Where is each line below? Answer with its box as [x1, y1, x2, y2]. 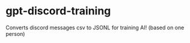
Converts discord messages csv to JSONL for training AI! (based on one [5, 24, 185, 31]
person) [5, 30, 25, 37]
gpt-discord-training [5, 4, 111, 18]
